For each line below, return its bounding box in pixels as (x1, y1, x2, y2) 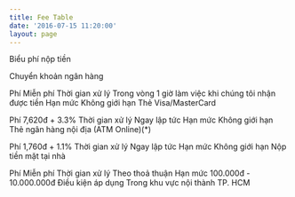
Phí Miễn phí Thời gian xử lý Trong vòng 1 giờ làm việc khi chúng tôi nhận (9, 88, 276, 98)
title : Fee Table (9, 12, 74, 22)
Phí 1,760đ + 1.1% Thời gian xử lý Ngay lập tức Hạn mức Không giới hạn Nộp (9, 141, 287, 152)
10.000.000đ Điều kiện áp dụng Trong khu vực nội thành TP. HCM (9, 177, 251, 188)
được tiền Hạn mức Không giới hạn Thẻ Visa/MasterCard (9, 98, 216, 108)
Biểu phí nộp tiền (9, 54, 71, 65)
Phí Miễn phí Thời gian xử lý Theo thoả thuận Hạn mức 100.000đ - (9, 168, 251, 178)
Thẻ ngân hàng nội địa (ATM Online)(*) (9, 124, 152, 135)
